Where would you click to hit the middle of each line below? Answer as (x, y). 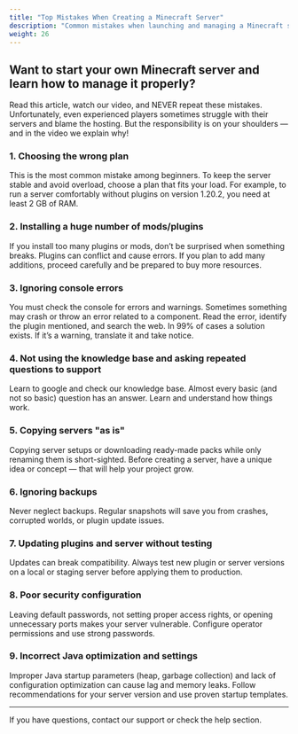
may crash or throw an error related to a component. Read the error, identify (148, 316)
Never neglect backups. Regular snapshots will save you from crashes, (139, 511)
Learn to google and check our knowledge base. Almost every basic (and (143, 389)
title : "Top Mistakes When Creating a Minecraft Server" (117, 17)
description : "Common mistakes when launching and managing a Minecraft (146, 26)
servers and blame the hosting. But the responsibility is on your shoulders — (149, 124)
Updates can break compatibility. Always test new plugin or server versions (147, 563)
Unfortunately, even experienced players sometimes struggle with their (139, 114)
